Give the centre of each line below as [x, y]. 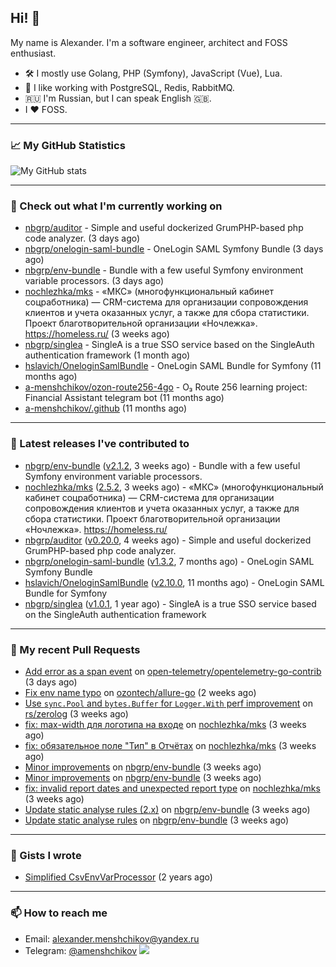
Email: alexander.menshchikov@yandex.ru [112, 938]
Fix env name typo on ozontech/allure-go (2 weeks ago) [140, 692]
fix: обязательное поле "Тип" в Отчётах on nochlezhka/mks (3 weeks [170, 745]
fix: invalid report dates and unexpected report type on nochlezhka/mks [172, 788]
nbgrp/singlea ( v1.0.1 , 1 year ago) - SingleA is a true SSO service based [170, 603]
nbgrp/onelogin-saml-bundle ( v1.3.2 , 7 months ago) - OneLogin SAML [169, 561]
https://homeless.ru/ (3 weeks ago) [97, 334]
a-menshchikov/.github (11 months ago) [106, 408]
